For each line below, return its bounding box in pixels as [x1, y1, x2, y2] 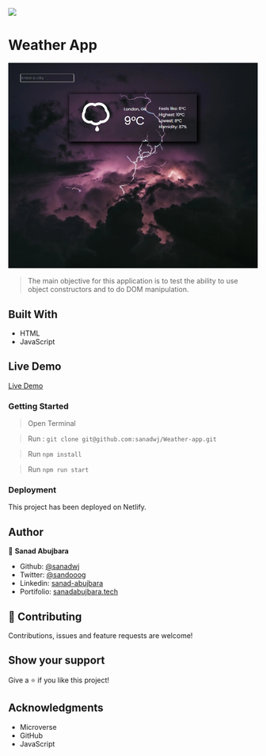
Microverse [19, 722, 57, 731]
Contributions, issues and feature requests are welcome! [8, 631, 193, 640]
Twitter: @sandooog [19, 570, 86, 579]
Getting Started [8, 401, 69, 412]
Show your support [8, 654, 105, 667]
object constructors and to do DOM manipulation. [27, 285, 189, 294]
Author [8, 525, 44, 538]
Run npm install [27, 450, 82, 459]
